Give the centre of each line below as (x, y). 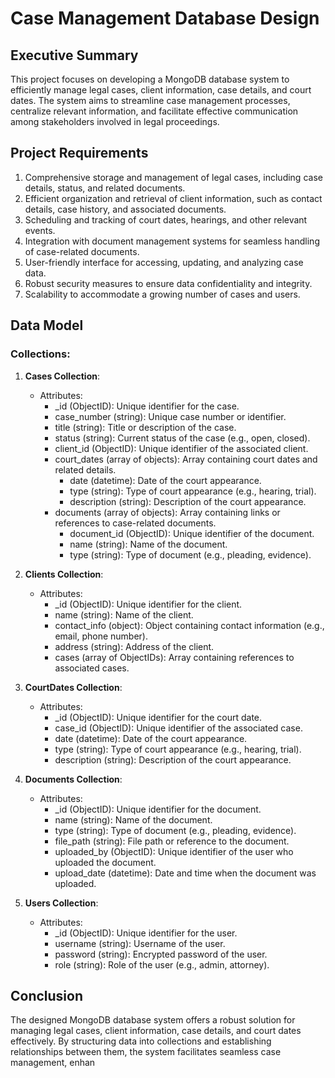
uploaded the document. (105, 862)
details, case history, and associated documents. (125, 209)
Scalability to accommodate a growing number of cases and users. (162, 294)
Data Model (47, 325)
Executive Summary (74, 55)
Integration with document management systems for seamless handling (172, 241)
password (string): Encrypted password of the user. (161, 954)
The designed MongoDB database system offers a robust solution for (153, 1020)
